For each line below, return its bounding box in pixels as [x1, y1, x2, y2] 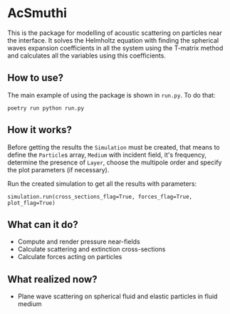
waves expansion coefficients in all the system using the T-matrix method [7, 43, 224, 52]
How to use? [7, 72, 64, 84]
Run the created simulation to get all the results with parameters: [7, 179, 197, 188]
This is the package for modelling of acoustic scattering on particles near [7, 28, 222, 37]
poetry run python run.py [7, 105, 84, 112]
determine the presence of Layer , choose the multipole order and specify [7, 158, 222, 167]
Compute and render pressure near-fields [17, 237, 140, 246]
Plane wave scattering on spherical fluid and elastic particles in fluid [17, 292, 218, 300]
